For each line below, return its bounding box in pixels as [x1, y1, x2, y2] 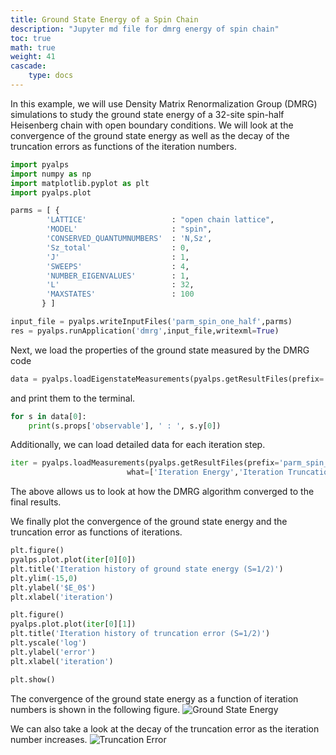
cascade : [10, 61, 47, 71]
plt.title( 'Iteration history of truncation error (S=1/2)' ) [10, 629, 271, 639]
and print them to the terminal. [10, 392, 136, 404]
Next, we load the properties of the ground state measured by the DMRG [10, 344, 310, 356]
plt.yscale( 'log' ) [10, 638, 87, 648]
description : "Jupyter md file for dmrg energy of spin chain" [10, 24, 280, 34]
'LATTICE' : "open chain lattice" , [46, 215, 275, 225]
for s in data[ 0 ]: [10, 411, 87, 421]
